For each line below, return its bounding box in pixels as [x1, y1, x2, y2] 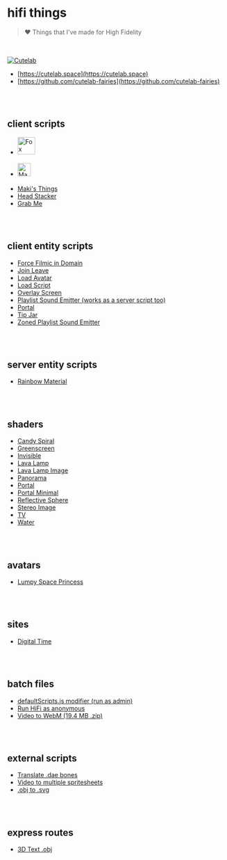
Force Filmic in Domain [17, 259, 83, 267]
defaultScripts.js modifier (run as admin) [17, 696, 133, 705]
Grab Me [17, 199, 43, 207]
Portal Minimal [17, 488, 59, 497]
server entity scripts [7, 358, 98, 370]
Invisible [17, 452, 42, 460]
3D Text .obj [17, 845, 53, 854]
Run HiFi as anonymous [17, 704, 85, 712]
